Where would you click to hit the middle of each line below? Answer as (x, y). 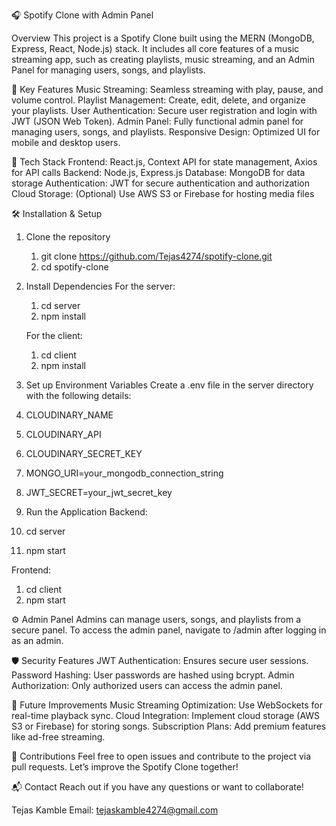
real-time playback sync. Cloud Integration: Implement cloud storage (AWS (166, 715)
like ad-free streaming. (58, 737)
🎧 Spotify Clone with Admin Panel (82, 15)
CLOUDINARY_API (63, 434)
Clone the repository (68, 237)
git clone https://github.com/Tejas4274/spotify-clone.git (156, 256)
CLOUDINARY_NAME (69, 415)
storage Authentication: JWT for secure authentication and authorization (160, 183)
